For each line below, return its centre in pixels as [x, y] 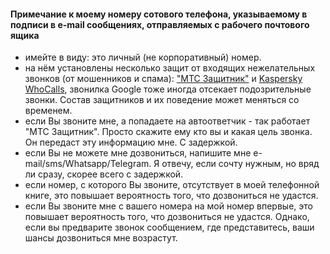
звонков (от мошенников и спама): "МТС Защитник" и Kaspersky [163, 79]
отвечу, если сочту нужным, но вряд [240, 164]
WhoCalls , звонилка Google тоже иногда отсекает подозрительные [168, 89]
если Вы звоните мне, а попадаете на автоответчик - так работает [167, 121]
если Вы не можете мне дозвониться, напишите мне [138, 153]
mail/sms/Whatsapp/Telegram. [88, 164]
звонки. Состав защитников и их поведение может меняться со [162, 100]
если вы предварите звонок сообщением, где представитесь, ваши [169, 227]
